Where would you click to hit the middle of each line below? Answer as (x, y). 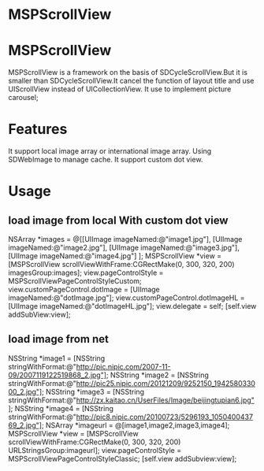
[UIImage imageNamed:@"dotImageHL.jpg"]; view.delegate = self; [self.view (132, 306)
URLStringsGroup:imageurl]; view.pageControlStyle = (95, 450)
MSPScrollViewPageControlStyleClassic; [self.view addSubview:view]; (123, 458)
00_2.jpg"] (25, 391)
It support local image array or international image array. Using (110, 151)
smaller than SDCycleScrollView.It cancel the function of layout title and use (131, 81)
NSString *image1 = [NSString (57, 358)
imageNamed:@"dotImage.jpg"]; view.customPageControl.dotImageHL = (127, 298)
